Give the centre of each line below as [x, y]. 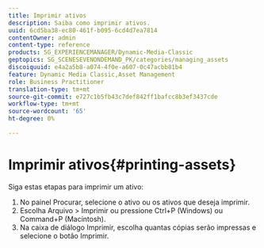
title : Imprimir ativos [48, 15]
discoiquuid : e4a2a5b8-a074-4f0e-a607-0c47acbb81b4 [95, 67]
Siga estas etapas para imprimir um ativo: [76, 186]
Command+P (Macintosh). [63, 219]
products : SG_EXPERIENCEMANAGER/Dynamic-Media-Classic [101, 52]
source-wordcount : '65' [48, 112]
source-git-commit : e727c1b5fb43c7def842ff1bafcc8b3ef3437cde [113, 97]
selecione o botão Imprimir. [64, 235]
